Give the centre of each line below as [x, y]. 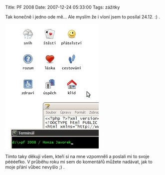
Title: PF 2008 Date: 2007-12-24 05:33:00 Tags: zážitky [63, 7]
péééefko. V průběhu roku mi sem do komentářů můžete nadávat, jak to [79, 162]
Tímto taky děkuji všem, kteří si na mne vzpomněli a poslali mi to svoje [77, 156]
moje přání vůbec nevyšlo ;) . [35, 167]
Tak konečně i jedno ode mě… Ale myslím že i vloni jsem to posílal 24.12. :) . [83, 17]
